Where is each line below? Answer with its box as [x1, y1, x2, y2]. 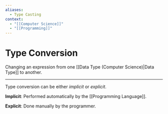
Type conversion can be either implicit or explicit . [5, 83, 106, 90]
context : [5, 16, 23, 21]
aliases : [5, 7, 23, 12]
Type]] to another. [5, 69, 42, 75]
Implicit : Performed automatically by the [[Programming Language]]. [5, 93, 146, 99]
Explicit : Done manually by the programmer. [5, 103, 96, 109]
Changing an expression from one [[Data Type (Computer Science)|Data [5, 64, 154, 70]
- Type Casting [9, 12, 41, 17]
